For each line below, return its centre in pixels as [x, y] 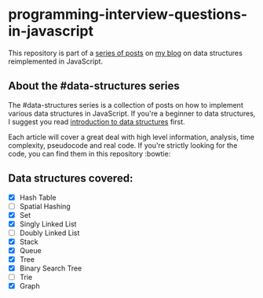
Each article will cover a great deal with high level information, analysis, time [131, 137]
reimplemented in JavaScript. [56, 61]
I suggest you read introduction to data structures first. [97, 121]
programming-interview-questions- [128, 15]
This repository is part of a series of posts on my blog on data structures [126, 53]
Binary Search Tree [51, 268]
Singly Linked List [48, 224]
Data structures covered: [71, 178]
